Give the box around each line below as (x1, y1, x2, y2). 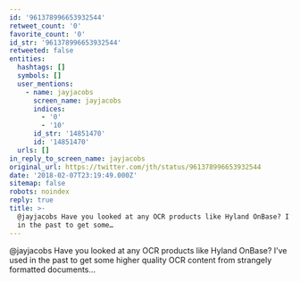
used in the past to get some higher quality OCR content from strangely (9, 254, 272, 265)
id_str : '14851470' (32, 129, 105, 138)
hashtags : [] (17, 63, 66, 72)
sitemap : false (9, 179, 66, 188)
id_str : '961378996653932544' (9, 37, 122, 47)
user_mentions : (17, 79, 74, 88)
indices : (32, 104, 66, 113)
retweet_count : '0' (9, 21, 82, 30)
